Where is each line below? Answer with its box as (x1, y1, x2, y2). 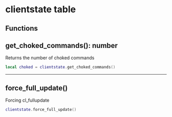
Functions (5, 24, 38, 33)
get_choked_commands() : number (5, 41, 118, 50)
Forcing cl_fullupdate (5, 97, 50, 103)
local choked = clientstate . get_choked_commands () (5, 65, 116, 70)
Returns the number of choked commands (5, 55, 95, 61)
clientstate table (5, 4, 76, 15)
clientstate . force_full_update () (5, 107, 77, 112)
